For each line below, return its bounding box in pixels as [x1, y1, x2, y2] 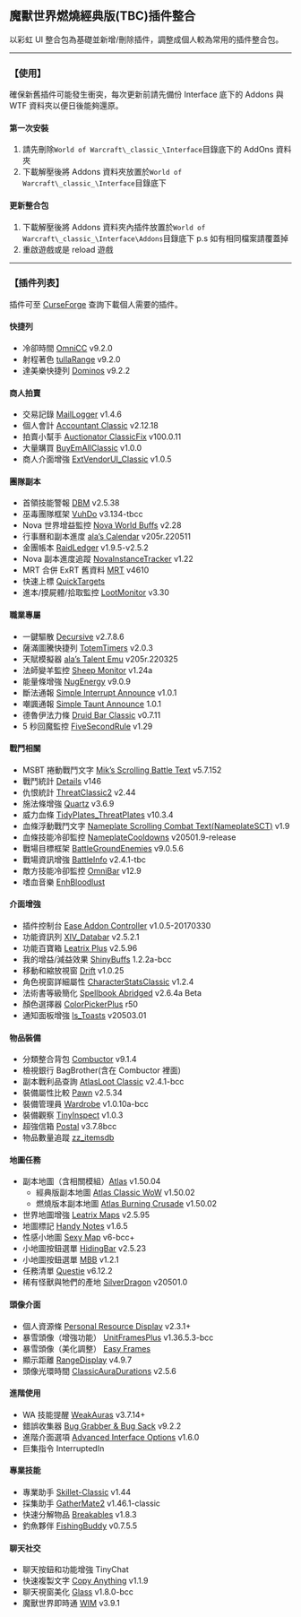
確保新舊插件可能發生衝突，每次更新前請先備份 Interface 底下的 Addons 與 [9, 89, 284, 100]
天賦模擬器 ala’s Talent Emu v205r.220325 [21, 653, 178, 664]
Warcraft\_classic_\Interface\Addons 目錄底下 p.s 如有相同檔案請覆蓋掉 [21, 232, 289, 244]
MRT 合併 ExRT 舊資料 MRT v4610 [21, 565, 150, 575]
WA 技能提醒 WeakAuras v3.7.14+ [21, 1409, 146, 1420]
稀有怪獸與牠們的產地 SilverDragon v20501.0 [21, 1276, 188, 1288]
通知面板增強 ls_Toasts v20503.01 [21, 1010, 147, 1021]
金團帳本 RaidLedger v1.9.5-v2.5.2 [21, 542, 150, 553]
